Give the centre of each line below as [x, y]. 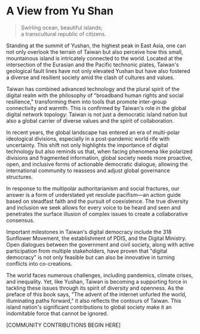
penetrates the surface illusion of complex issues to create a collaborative [97, 214]
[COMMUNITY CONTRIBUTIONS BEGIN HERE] [64, 325]
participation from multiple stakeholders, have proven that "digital [87, 251]
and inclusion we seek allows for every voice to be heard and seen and [93, 207]
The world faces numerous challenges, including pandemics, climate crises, [100, 275]
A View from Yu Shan [60, 11]
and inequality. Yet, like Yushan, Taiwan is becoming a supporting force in [97, 281]
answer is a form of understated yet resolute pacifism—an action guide [93, 195]
